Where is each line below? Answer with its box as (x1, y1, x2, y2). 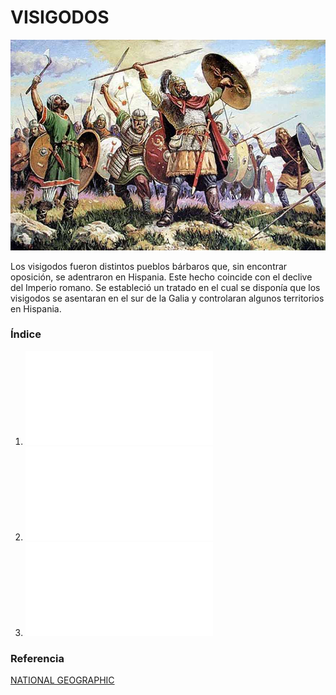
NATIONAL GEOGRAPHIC (10, 674, 115, 686)
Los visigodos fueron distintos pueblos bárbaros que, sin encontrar (10, 260, 288, 272)
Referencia (10, 651, 65, 665)
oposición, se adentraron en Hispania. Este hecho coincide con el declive (10, 271, 313, 283)
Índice (10, 327, 42, 341)
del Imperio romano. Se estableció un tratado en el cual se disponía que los (10, 281, 321, 293)
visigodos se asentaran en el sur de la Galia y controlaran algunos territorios (10, 292, 325, 304)
